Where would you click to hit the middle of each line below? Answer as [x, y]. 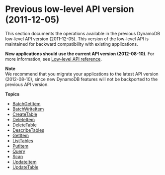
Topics [12, 94]
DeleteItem [24, 119]
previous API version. [27, 84]
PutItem [20, 146]
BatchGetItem [26, 103]
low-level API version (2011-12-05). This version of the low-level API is [77, 39]
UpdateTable [25, 167]
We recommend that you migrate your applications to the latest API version [82, 74]
